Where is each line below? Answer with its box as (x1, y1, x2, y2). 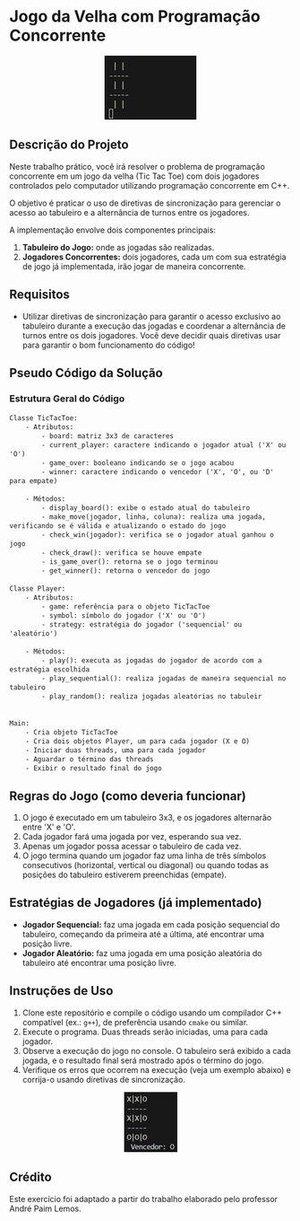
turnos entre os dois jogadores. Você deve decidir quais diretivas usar (21, 329, 281, 340)
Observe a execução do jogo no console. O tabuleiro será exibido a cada (21, 1045, 291, 1056)
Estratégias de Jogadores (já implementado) (9, 895, 262, 910)
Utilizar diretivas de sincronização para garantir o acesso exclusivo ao (21, 311, 281, 321)
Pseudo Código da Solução (9, 365, 163, 381)
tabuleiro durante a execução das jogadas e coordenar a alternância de (21, 321, 287, 331)
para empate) (9, 477, 58, 486)
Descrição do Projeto (9, 137, 129, 153)
